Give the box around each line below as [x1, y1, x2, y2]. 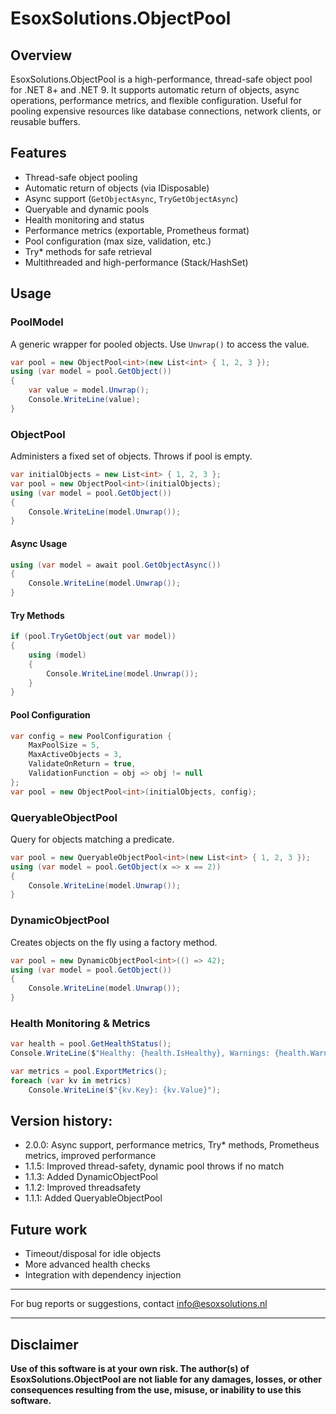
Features [10, 145, 67, 162]
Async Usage [10, 537, 68, 549]
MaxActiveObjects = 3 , [28, 750, 123, 760]
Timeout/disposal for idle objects [24, 1248, 162, 1260]
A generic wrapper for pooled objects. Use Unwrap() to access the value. [10, 338, 310, 350]
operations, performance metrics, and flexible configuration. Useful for [10, 95, 302, 106]
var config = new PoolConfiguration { [10, 731, 172, 741]
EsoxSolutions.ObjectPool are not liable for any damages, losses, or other [10, 1373, 322, 1386]
